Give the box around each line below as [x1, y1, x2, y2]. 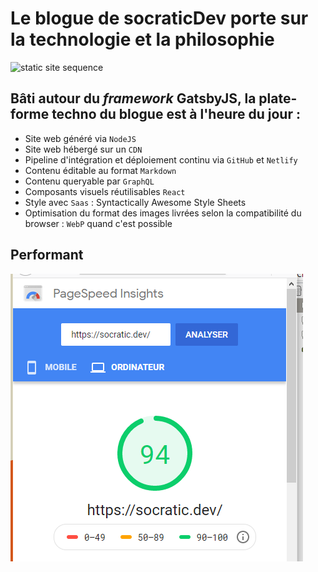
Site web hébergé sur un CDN [24, 143, 143, 155]
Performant [10, 247, 84, 264]
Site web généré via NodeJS [24, 132, 137, 144]
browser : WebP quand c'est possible [24, 217, 173, 229]
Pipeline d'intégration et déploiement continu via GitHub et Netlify [24, 153, 298, 166]
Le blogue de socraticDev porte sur [10, 7, 309, 30]
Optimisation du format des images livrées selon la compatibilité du [24, 207, 302, 219]
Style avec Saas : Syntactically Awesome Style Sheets [24, 196, 247, 208]
